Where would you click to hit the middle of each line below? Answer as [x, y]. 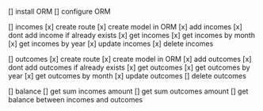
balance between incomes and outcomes [76, 100]
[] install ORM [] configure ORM [59, 11]
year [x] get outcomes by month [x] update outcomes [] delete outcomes [128, 76]
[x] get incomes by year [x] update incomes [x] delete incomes [111, 44]
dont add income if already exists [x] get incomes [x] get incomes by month [132, 35]
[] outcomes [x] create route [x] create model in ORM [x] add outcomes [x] [130, 59]
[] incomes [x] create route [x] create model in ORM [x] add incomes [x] [126, 27]
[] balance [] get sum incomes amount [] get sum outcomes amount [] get [128, 91]
